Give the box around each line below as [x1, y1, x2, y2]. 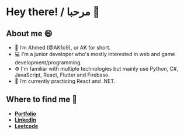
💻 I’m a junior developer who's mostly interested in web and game [14, 51, 175, 57]
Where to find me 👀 [6, 95, 78, 105]
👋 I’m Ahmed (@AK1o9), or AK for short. [14, 44, 111, 51]
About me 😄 [6, 29, 53, 39]
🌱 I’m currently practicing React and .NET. [14, 78, 116, 84]
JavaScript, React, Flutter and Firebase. [14, 71, 110, 78]
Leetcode [14, 122, 39, 129]
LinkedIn [14, 116, 36, 123]
